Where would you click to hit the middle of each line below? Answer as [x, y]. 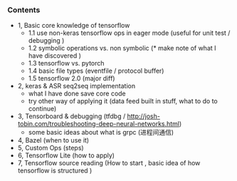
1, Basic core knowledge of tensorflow [74, 26]
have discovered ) [55, 56]
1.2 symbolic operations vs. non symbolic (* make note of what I [122, 48]
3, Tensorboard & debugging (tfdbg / [72, 116]
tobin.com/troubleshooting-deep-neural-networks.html [99, 124]
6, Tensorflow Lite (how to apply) [66, 155]
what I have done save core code [77, 93]
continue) [42, 109]
